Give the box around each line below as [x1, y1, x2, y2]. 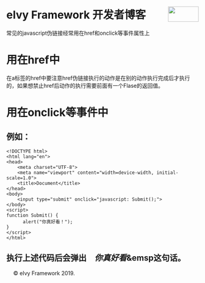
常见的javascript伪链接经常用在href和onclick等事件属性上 [6, 29, 150, 37]
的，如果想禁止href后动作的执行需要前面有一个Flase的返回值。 [6, 82, 164, 89]
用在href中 [6, 53, 60, 67]
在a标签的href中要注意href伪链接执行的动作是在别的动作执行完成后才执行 [6, 74, 190, 82]
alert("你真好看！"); [22, 218, 73, 225]
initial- [156, 170, 179, 176]
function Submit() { [6, 212, 59, 218]
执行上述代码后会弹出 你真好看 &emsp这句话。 [6, 253, 186, 263]
